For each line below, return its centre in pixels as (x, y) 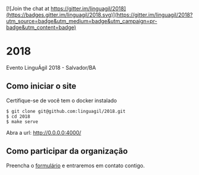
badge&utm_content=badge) (41, 27)
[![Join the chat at (28, 9)
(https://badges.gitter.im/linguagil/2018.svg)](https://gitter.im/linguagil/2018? (99, 15)
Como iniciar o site (41, 86)
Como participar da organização (67, 151)
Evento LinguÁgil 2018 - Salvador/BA (51, 67)
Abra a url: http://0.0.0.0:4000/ (44, 132)
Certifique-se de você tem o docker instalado (62, 101)
